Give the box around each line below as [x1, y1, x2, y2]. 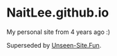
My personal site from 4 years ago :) [6, 28, 111, 36]
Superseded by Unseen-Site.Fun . [6, 41, 102, 49]
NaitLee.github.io [6, 5, 109, 21]
